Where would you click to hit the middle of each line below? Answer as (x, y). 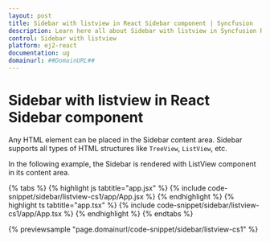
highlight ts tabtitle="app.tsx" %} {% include (82, 205)
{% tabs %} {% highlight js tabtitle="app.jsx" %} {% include (107, 188)
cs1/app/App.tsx (35, 213)
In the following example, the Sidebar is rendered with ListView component (132, 164)
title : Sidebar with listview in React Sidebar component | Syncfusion (131, 23)
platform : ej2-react (43, 46)
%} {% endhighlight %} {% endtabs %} (129, 213)
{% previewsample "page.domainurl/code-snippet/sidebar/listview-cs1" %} (133, 229)
